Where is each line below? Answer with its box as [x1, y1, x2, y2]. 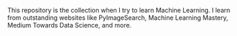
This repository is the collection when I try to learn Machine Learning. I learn [7, 6, 231, 14]
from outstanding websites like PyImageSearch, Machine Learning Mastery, [7, 13, 228, 22]
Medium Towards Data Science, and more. [7, 21, 132, 29]
